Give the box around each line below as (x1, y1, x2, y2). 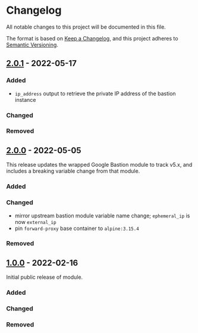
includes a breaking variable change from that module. (6, 167, 140, 175)
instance (14, 96, 36, 103)
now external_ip (14, 218, 56, 225)
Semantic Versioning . (6, 41, 58, 48)
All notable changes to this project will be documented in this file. (6, 23, 166, 30)
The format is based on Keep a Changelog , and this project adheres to (6, 35, 178, 42)
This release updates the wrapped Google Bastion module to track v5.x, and (6, 161, 193, 169)
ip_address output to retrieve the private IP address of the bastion (14, 90, 177, 97)
